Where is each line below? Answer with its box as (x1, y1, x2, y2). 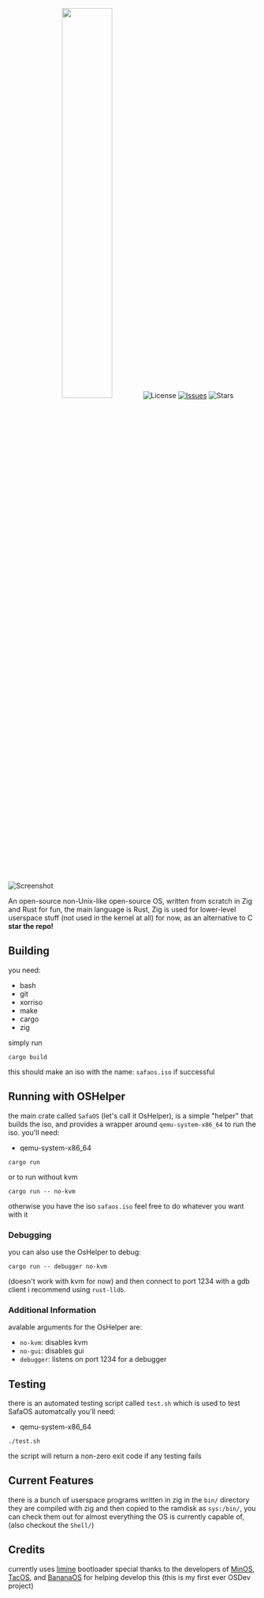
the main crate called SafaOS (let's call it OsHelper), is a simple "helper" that (8, 1111, 254, 1120)
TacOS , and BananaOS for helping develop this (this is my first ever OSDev (8, 1572, 251, 1582)
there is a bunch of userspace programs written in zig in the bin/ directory (8, 1495, 250, 1504)
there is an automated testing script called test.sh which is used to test (8, 1398, 240, 1408)
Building (8, 944, 50, 958)
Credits (8, 1543, 46, 1557)
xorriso (19, 997, 43, 1006)
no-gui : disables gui (19, 1346, 84, 1355)
